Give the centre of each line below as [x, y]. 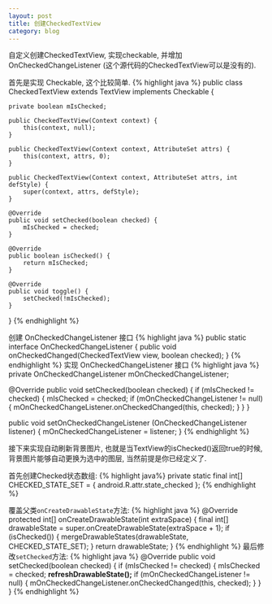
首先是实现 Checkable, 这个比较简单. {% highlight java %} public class [126, 83]
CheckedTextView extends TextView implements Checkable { [111, 92]
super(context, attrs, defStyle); [81, 192]
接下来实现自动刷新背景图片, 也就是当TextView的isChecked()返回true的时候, [136, 449]
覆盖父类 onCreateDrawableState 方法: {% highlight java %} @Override [123, 511]
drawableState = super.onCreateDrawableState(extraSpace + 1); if [119, 528]
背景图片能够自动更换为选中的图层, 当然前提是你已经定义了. [108, 458]
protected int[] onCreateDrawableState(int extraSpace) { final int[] [119, 519]
